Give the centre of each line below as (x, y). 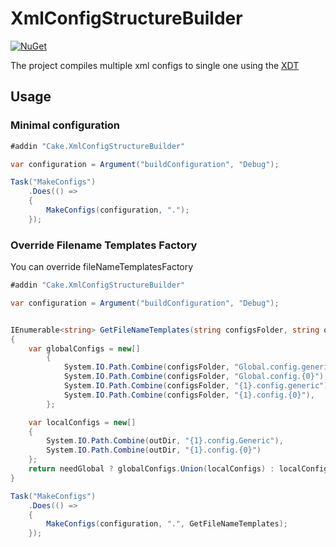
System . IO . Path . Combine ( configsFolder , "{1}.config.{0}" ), (189, 395)
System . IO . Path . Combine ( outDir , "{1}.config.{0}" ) (154, 450)
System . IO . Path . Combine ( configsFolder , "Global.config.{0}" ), (196, 377)
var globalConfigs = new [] (84, 348)
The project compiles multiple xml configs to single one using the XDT (155, 65)
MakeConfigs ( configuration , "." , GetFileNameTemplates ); (167, 524)
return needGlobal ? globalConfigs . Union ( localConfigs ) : (151, 469)
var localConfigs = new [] (82, 422)
